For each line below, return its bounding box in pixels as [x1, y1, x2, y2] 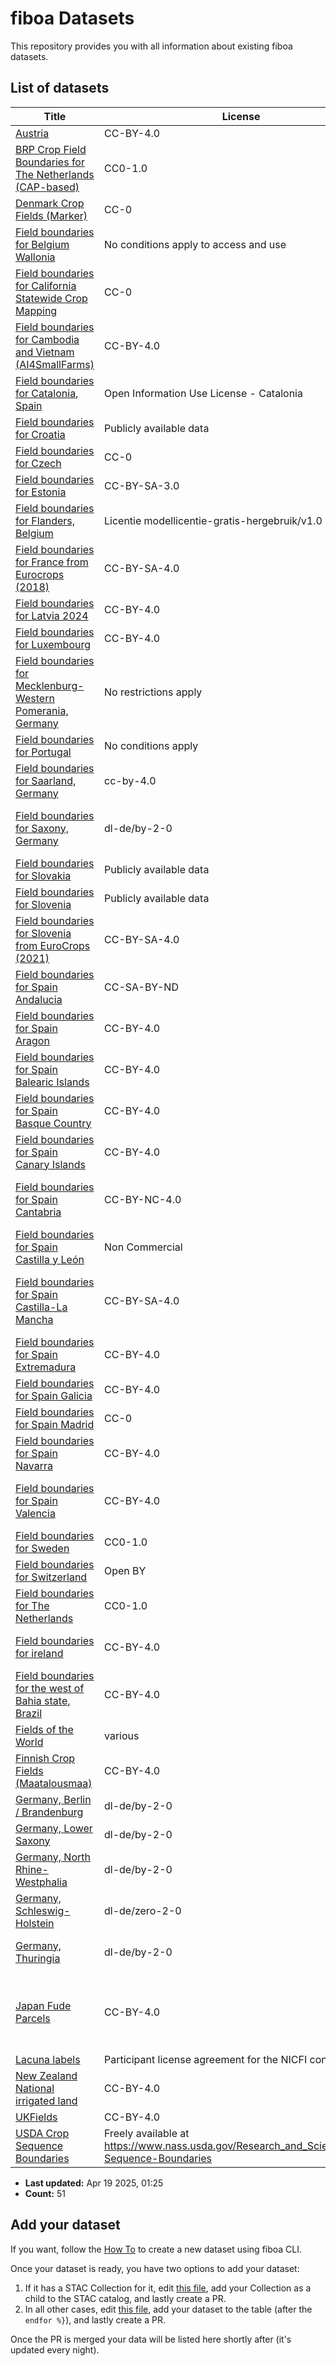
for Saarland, [15, 773, 77, 787]
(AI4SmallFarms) [15, 357, 95, 371]
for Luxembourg [15, 637, 92, 651]
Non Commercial [104, 1240, 183, 1254]
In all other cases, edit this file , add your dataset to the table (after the [24, 2303, 313, 2315]
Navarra [15, 1458, 53, 1472]
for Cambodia [15, 332, 80, 346]
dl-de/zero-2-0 [104, 1903, 182, 1917]
